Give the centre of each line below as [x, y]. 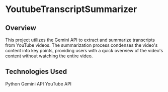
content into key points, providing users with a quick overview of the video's [84, 51]
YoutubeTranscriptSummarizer [71, 9]
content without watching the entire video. [49, 56]
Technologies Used [36, 72]
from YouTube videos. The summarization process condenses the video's [81, 45]
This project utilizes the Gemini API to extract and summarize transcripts [80, 40]
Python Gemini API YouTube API [38, 83]
